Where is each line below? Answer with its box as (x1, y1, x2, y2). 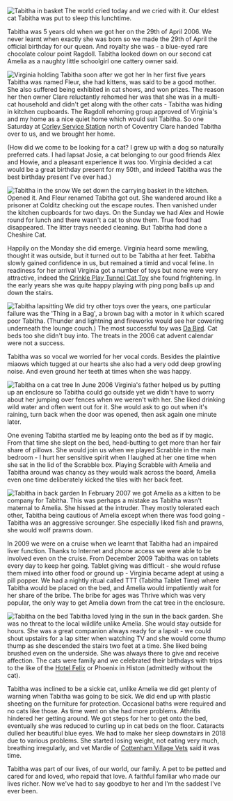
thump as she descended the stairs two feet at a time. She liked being (7, 642, 207, 650)
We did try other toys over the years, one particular (65, 302, 211, 310)
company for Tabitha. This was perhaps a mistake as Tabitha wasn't (7, 496, 202, 505)
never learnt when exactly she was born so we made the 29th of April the (7, 35, 218, 43)
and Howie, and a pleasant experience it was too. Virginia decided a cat (7, 158, 213, 166)
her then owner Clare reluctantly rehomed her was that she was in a (7, 93, 202, 101)
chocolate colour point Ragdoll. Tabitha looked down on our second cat (7, 49, 212, 58)
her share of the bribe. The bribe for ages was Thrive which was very (7, 592, 207, 599)
